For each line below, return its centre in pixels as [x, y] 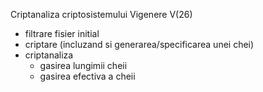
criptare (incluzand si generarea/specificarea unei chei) [139, 44]
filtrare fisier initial [62, 33]
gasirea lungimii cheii [83, 65]
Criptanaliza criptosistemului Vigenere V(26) [101, 14]
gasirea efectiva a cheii [87, 76]
